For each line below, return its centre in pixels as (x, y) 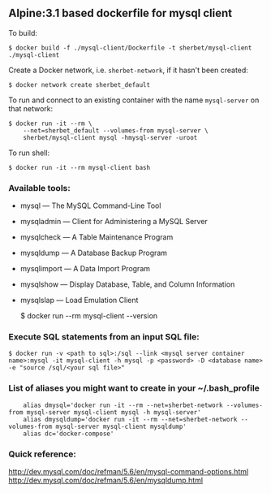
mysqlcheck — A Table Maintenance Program (97, 237)
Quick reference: (43, 454)
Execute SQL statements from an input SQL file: (104, 337)
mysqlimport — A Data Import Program (85, 269)
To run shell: (29, 153)
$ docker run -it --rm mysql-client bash (80, 167)
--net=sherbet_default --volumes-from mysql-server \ (116, 130)
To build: (23, 32)
